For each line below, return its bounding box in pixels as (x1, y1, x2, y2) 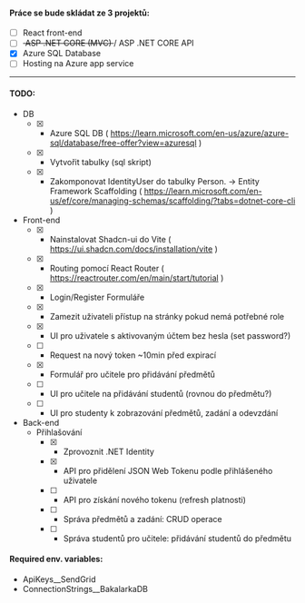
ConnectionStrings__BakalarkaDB (22, 583, 148, 594)
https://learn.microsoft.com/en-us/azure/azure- (110, 127, 289, 138)
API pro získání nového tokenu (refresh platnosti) (63, 494, 247, 505)
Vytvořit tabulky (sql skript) (49, 156, 152, 167)
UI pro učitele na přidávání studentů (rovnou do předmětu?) (49, 388, 272, 399)
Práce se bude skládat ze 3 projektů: (9, 7, 150, 18)
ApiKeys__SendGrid (22, 573, 96, 585)
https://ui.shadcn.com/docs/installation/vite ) (49, 243, 218, 254)
